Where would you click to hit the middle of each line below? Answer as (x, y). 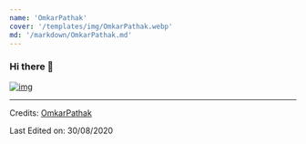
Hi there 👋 (32, 67)
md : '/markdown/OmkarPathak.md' (71, 35)
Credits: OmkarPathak (51, 113)
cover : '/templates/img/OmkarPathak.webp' (91, 26)
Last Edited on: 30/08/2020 (61, 130)
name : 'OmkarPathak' (49, 18)
